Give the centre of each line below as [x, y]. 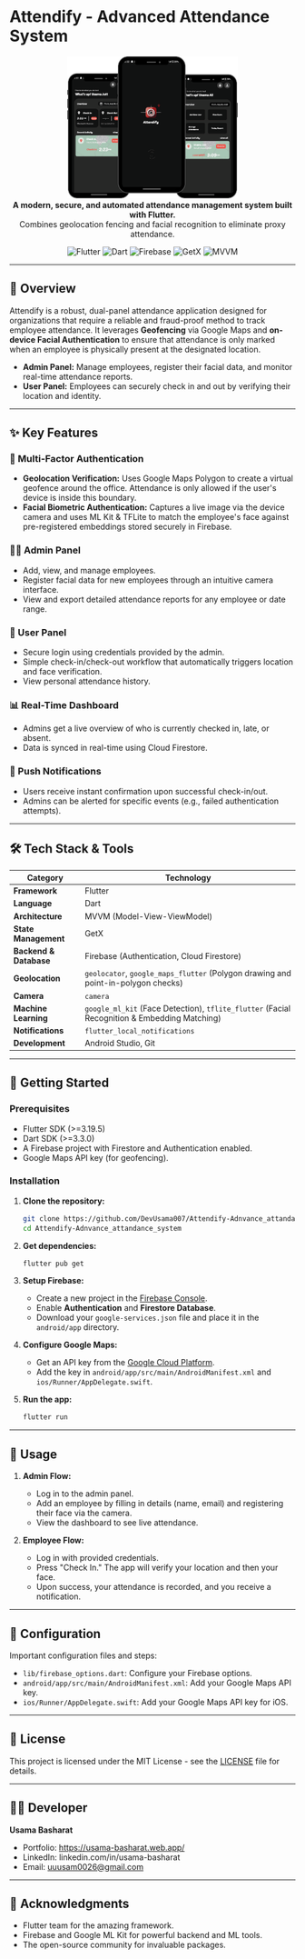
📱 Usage [33, 1454]
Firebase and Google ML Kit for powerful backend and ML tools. [143, 1935]
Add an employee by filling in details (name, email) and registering [160, 1504]
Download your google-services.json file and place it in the [148, 1318]
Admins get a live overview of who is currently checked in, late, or [146, 728]
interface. [40, 589]
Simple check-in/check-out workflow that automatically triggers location [157, 662]
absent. [37, 738]
